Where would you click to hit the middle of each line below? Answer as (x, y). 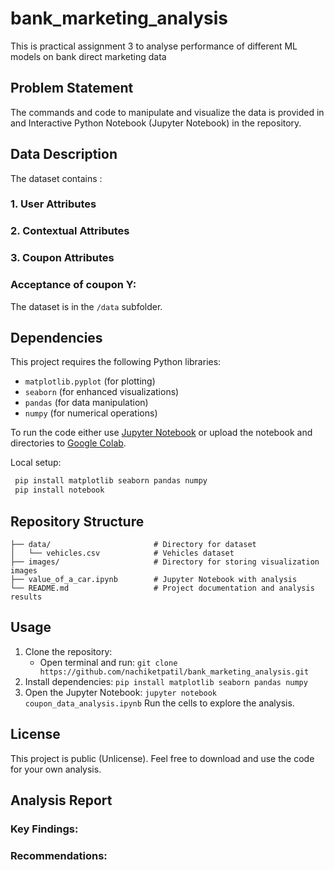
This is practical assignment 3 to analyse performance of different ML (154, 46)
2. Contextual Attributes (70, 231)
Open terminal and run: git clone (108, 662)
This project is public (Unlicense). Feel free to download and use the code (162, 758)
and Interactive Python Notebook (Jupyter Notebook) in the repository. (156, 123)
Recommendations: (59, 855)
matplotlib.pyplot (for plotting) (90, 381)
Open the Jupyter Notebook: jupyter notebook (120, 692)
